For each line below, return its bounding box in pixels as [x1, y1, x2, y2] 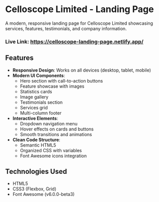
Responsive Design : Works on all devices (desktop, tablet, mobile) [12, 67, 151, 73]
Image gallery [20, 94, 49, 100]
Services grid [20, 104, 48, 110]
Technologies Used [5, 167, 67, 176]
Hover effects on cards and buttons [20, 126, 94, 132]
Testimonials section [20, 99, 63, 105]
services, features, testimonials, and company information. [5, 25, 127, 31]
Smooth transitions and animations [20, 131, 92, 137]
